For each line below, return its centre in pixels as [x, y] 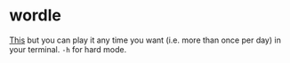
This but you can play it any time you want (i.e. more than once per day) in [145, 40]
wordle [36, 16]
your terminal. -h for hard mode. [68, 49]
